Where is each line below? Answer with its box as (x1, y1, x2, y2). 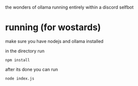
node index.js (5, 76, 35, 81)
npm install (5, 57, 30, 62)
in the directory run (5, 47, 45, 54)
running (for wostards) (5, 22, 101, 33)
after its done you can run (5, 66, 58, 72)
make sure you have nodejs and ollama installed (5, 38, 104, 44)
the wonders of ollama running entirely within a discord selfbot (5, 4, 134, 10)
